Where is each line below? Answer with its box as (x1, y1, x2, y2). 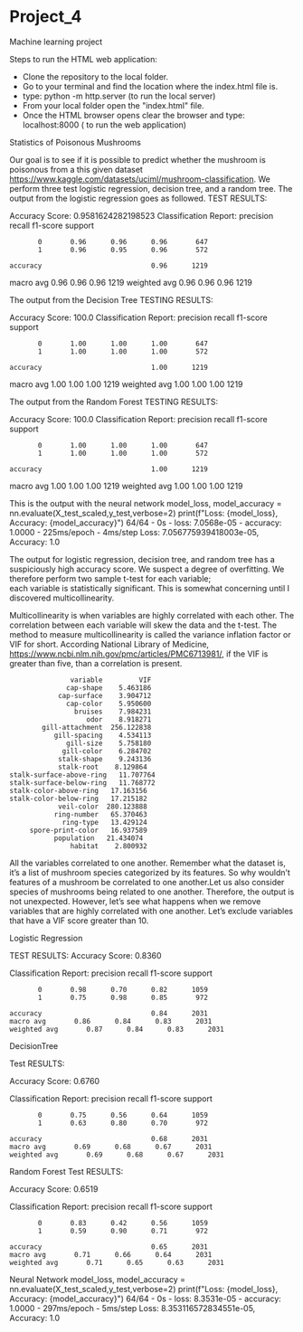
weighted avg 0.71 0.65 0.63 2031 (9, 1258, 224, 1267)
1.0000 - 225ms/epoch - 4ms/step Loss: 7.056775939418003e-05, (9, 526, 260, 537)
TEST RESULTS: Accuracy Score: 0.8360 (9, 949, 162, 960)
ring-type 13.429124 (62, 817, 147, 827)
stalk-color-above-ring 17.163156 (9, 786, 147, 795)
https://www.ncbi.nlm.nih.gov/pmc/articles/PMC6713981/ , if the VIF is (9, 648, 269, 659)
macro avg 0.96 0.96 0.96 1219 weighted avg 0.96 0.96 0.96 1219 (9, 277, 253, 288)
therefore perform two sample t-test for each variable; (9, 572, 212, 584)
